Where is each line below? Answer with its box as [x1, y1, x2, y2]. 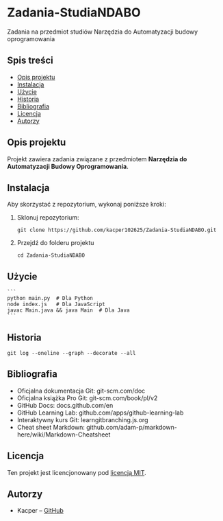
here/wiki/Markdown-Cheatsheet [16, 430, 111, 439]
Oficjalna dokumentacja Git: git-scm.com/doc [16, 386, 146, 395]
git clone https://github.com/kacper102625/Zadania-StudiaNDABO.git [16, 227, 217, 234]
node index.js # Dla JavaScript [7, 301, 106, 308]
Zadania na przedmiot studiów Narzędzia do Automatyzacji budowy [7, 27, 198, 36]
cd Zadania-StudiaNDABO [16, 252, 86, 259]
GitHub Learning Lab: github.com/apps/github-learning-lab [16, 408, 184, 417]
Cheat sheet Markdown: [16, 423, 86, 431]
